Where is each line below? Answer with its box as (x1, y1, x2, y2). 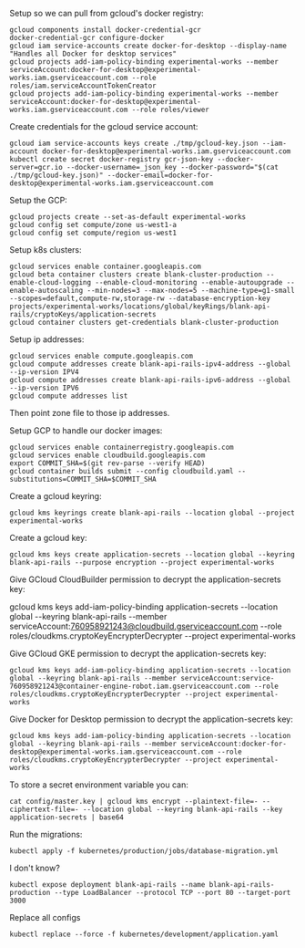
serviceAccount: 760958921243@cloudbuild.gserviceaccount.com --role (9, 620, 282, 631)
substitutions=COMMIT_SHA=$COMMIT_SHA (9, 474, 157, 484)
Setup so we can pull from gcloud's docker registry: (9, 8, 205, 18)
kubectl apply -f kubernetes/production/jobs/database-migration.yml (9, 847, 280, 856)
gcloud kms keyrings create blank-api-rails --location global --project (9, 508, 296, 517)
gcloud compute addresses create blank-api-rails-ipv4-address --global (9, 359, 291, 369)
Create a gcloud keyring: (9, 491, 102, 501)
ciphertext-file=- (9, 805, 79, 814)
